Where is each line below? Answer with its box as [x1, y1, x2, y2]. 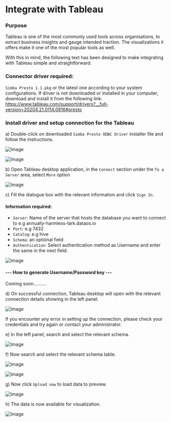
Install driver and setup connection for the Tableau [5, 119, 135, 126]
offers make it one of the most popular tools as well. [5, 45, 116, 51]
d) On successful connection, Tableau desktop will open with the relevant [5, 290, 161, 297]
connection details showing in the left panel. [5, 296, 99, 302]
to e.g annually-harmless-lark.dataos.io [12, 220, 97, 227]
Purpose [5, 22, 27, 29]
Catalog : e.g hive [12, 231, 49, 237]
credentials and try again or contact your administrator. [5, 321, 122, 327]
